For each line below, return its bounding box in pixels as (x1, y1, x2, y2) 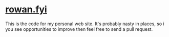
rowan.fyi (5, 4, 47, 15)
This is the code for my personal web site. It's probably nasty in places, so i (5, 21, 165, 27)
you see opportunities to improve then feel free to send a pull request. (5, 26, 153, 32)
